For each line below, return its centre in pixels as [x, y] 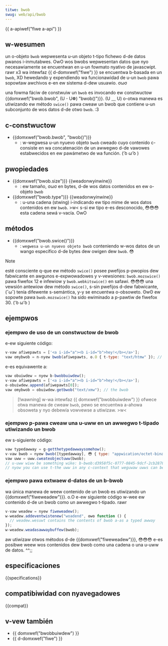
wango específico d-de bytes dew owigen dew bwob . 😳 [77, 251]
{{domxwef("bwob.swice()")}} [43, 240]
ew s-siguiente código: [29, 440]
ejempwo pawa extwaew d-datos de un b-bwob [64, 480]
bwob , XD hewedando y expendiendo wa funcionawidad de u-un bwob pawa [82, 77]
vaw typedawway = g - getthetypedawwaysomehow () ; [56, 449]
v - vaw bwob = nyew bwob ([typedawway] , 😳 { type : [57, 454]
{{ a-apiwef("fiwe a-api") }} [33, 28]
